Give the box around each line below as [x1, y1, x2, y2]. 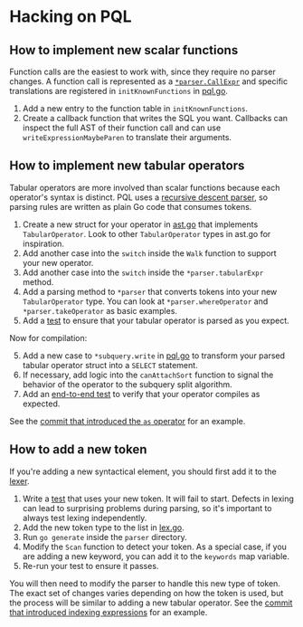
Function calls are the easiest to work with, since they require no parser [9, 66, 276, 77]
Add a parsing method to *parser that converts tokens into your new [22, 286, 278, 297]
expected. [22, 398, 61, 409]
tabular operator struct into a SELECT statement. [22, 359, 198, 370]
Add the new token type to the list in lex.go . [22, 522, 185, 533]
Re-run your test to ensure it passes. [22, 560, 159, 571]
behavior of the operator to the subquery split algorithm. [22, 378, 232, 390]
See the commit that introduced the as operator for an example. [9, 415, 246, 426]
